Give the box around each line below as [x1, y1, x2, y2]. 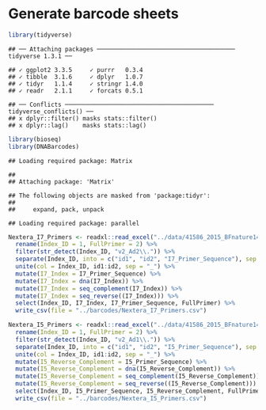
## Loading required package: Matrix [8, 157, 133, 165]
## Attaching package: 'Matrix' [8, 177, 115, 186]
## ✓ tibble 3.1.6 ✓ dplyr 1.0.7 [8, 73, 144, 81]
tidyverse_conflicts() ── [8, 108, 93, 116]
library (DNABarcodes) [8, 142, 80, 150]
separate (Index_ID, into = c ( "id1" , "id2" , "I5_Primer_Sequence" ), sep [15, 343, 257, 351]
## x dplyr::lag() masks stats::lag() [8, 121, 147, 129]
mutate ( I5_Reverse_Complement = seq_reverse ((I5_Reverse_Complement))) [15, 380, 257, 388]
